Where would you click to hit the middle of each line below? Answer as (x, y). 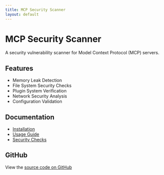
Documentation (30, 117)
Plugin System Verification (39, 91)
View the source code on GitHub (39, 167)
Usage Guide (26, 134)
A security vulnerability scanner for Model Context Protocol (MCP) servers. (82, 53)
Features (19, 68)
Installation (24, 129)
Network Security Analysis (40, 96)
